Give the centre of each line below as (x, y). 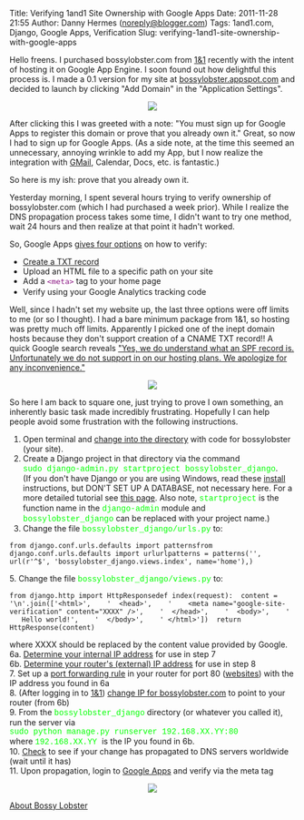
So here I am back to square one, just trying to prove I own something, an (147, 402)
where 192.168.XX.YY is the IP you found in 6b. (102, 742)
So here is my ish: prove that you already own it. (99, 180)
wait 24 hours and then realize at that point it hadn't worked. (123, 226)
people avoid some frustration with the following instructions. (124, 421)
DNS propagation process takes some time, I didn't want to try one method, (151, 217)
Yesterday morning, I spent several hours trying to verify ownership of (140, 197)
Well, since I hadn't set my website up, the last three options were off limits (149, 309)
